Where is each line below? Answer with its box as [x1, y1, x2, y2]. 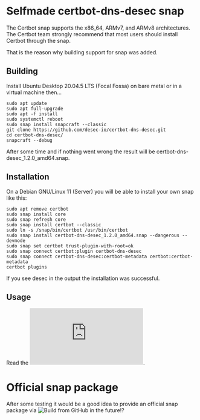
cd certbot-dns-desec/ [6, 132, 63, 138]
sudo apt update [6, 100, 47, 106]
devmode [6, 237, 26, 244]
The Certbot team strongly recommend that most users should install [6, 30, 178, 37]
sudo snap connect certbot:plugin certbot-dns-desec [6, 248, 142, 254]
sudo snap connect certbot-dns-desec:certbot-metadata [6, 253, 147, 259]
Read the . [6, 359, 145, 366]
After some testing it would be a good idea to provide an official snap [6, 400, 178, 408]
